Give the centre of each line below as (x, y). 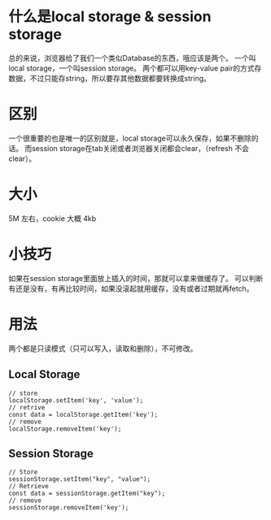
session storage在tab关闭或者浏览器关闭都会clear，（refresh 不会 (140, 148)
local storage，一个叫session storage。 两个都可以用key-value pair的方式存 (135, 68)
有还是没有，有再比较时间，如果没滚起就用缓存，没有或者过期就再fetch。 (131, 288)
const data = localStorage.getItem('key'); (83, 414)
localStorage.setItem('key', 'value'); (76, 400)
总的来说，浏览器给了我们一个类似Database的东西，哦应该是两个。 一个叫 (132, 58)
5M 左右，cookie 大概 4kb (52, 218)
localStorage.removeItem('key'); (65, 429)
